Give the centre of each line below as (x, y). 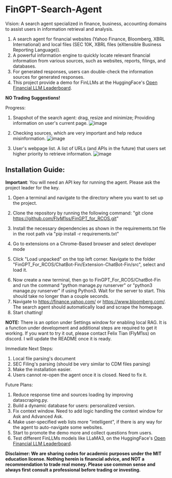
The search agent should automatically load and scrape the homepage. (88, 307)
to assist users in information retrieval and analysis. (59, 29)
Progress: (15, 107)
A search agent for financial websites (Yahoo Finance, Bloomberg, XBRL (89, 39)
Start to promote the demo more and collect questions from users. (82, 432)
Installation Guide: (35, 170)
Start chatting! (28, 312)
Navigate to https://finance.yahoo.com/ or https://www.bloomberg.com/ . (89, 301)
